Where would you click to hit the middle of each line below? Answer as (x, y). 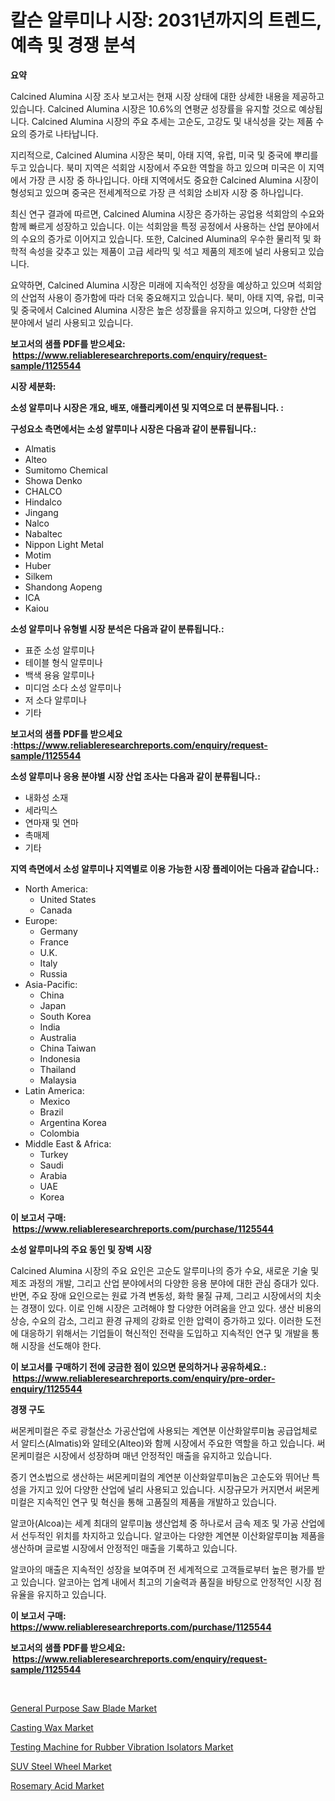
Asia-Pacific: (51, 984)
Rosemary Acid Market (57, 1785)
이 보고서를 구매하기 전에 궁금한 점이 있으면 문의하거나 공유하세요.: (138, 1367)
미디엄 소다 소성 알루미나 (73, 687)
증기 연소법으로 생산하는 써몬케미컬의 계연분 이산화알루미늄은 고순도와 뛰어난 (160, 1477)
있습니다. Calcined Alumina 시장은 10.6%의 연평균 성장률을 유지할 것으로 (153, 108)
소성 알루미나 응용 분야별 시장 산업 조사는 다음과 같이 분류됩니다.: (135, 776)
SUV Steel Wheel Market (61, 1766)
